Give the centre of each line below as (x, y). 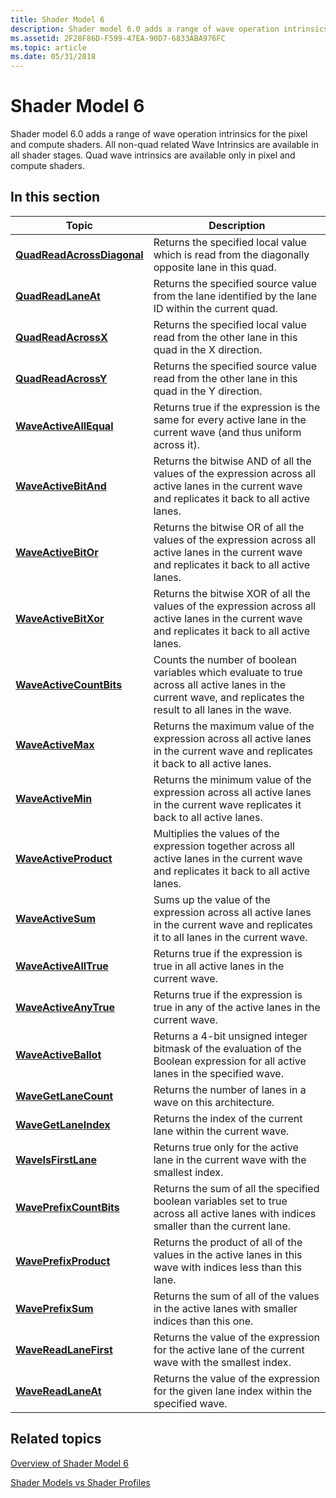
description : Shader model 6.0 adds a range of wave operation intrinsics (169, 29)
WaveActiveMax (55, 744)
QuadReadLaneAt (58, 296)
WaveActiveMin (54, 798)
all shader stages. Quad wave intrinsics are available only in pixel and (153, 155)
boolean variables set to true (220, 1201)
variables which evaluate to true (228, 672)
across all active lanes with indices (235, 1213)
